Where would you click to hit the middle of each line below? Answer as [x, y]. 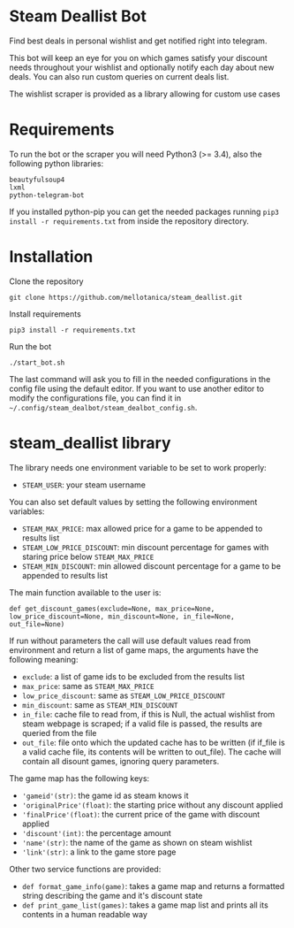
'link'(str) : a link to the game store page [99, 852]
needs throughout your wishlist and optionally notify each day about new [142, 67]
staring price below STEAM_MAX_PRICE [88, 556]
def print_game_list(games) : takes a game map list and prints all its [145, 905]
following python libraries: [57, 163]
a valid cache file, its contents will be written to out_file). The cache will [151, 752]
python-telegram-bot [47, 195]
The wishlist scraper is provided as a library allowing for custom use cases [145, 94]
